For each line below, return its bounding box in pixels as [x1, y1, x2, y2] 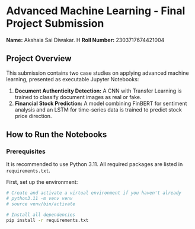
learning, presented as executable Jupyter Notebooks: [6, 75, 139, 82]
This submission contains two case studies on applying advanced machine [6, 69, 189, 77]
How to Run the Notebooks [6, 129, 107, 140]
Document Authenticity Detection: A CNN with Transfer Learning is [14, 87, 182, 94]
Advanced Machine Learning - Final [6, 4, 186, 18]
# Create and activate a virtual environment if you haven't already [6, 190, 182, 196]
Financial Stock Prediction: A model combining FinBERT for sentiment [14, 100, 187, 107]
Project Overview [6, 53, 72, 63]
